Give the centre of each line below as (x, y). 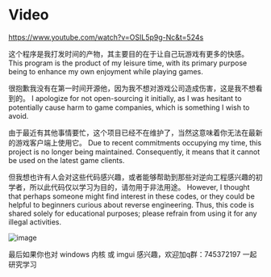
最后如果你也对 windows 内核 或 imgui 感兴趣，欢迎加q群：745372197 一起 (133, 254)
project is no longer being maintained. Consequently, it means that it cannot (134, 152)
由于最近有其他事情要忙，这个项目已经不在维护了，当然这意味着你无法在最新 (135, 132)
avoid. (19, 115)
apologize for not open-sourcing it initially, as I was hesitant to (138, 98)
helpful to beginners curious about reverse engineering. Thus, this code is (131, 204)
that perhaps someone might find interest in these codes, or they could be (132, 196)
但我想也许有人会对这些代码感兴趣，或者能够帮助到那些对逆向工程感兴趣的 (132, 177)
